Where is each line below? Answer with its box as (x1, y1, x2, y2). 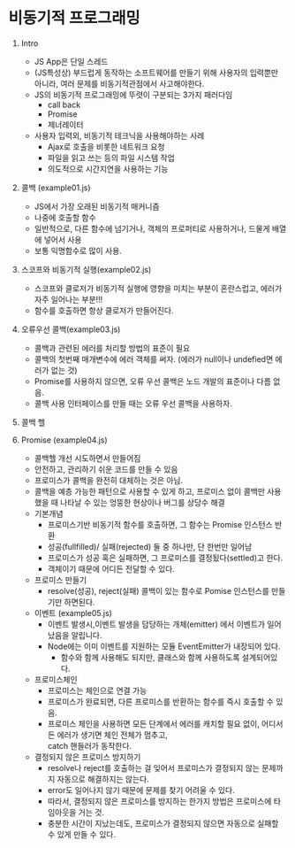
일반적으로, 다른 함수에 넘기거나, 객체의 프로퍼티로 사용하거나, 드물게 (34, 223, 270, 234)
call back (47, 99, 81, 110)
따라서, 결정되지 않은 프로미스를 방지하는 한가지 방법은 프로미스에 (47, 796, 272, 806)
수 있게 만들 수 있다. (47, 829, 117, 839)
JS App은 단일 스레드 (34, 56, 109, 66)
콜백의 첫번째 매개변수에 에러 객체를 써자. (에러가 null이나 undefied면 (34, 353, 274, 364)
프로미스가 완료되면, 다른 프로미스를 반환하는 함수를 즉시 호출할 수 (47, 696, 275, 706)
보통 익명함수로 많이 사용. (34, 245, 123, 256)
